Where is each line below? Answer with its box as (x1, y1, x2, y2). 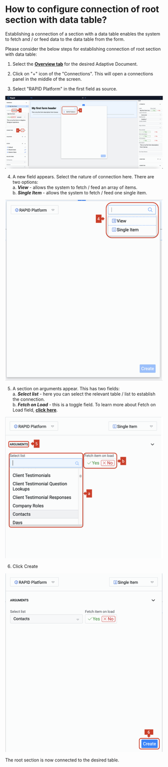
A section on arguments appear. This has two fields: (12, 386, 120, 392)
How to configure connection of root (5, 4, 159, 15)
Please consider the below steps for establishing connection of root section (5, 46, 161, 52)
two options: (12, 179, 38, 185)
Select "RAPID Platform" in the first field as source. (12, 85, 117, 91)
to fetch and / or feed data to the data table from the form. (5, 36, 125, 42)
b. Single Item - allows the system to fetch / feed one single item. (12, 190, 147, 196)
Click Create (12, 564, 38, 570)
